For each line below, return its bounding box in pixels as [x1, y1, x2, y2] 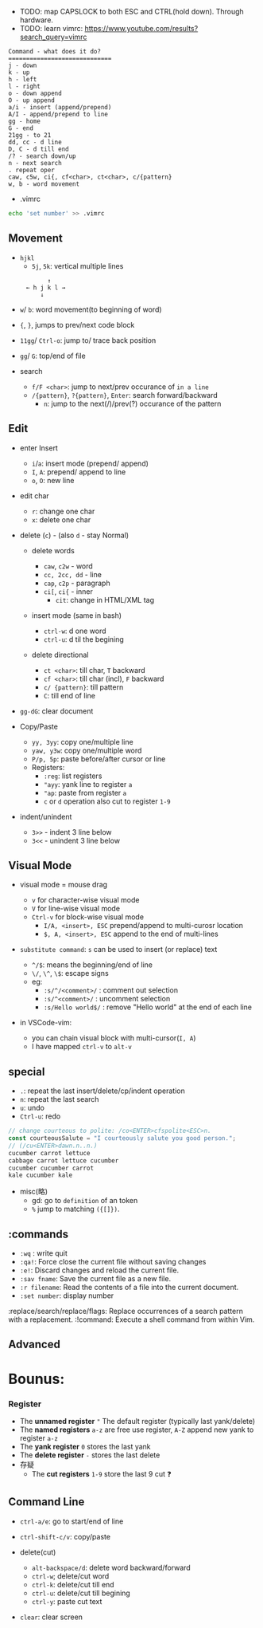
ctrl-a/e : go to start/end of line [19, 1516, 124, 1526]
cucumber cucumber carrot [8, 1164, 94, 1172]
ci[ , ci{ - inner [43, 586, 94, 596]
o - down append [8, 89, 62, 97]
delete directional [31, 650, 89, 659]
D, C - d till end [8, 145, 69, 153]
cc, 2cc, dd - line [43, 569, 102, 579]
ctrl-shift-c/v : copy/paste [19, 1532, 111, 1541]
